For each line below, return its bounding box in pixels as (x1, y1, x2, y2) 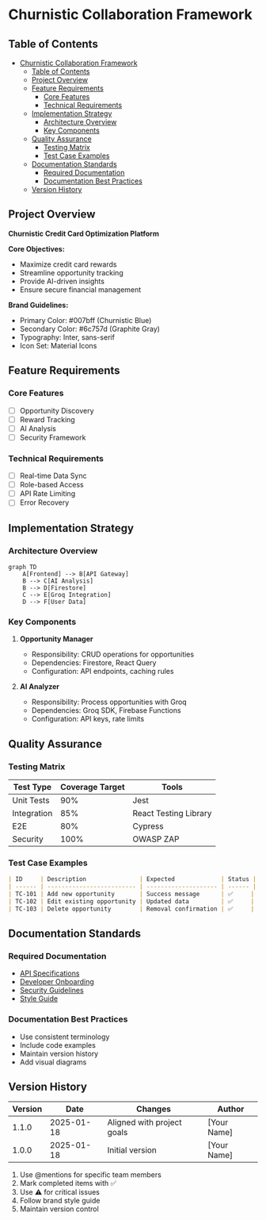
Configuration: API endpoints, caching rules (31, 667, 174, 676)
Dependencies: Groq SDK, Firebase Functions (31, 706, 181, 715)
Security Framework (19, 433, 86, 442)
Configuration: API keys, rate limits (31, 714, 145, 724)
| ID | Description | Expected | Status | (8, 876, 257, 883)
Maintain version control (19, 1204, 99, 1214)
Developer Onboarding (19, 977, 95, 987)
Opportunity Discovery (19, 406, 94, 415)
